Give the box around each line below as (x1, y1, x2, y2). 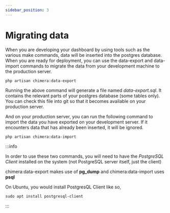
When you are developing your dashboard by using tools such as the (5, 47, 150, 53)
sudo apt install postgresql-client (5, 194, 83, 199)
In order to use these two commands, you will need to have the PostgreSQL (5, 153, 164, 159)
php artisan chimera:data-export (5, 78, 77, 83)
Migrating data (5, 29, 69, 41)
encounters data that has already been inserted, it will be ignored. (5, 124, 144, 131)
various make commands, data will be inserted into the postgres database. (5, 52, 162, 58)
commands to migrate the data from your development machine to (20, 62, 160, 69)
